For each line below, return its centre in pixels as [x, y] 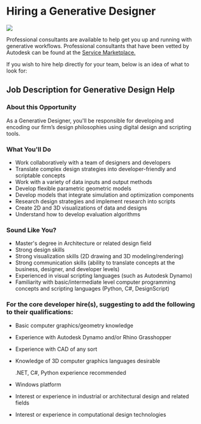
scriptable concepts [40, 175]
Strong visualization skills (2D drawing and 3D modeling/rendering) [99, 256]
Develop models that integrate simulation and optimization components [104, 195]
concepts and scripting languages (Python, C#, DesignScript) [92, 289]
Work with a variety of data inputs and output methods [83, 182]
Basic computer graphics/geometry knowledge [74, 325]
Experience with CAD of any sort [56, 349]
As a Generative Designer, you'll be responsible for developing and [90, 121]
